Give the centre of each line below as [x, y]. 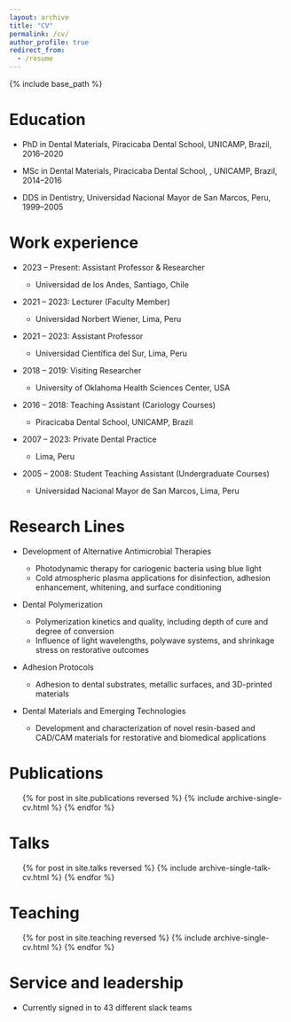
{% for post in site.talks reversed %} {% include [110, 868]
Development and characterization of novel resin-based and [145, 727]
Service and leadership [96, 983]
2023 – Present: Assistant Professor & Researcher [114, 267]
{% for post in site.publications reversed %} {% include [123, 798]
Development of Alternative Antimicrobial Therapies [117, 551]
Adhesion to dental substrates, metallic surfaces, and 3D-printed [153, 684]
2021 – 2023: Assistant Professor [83, 336]
